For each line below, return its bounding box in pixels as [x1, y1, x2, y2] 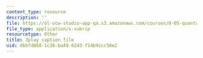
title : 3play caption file [6, 37, 74, 43]
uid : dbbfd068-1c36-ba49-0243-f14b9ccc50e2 [6, 43, 118, 49]
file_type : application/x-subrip [6, 25, 91, 32]
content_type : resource [6, 8, 66, 15]
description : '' [6, 14, 47, 21]
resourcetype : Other [6, 31, 59, 37]
